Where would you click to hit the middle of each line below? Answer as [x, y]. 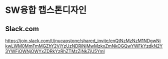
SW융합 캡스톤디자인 [46, 10]
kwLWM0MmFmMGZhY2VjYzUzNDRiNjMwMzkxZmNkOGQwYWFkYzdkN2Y [84, 46]
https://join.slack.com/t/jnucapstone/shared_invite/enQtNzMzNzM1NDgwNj [83, 41]
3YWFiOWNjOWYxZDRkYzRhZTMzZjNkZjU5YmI [55, 51]
